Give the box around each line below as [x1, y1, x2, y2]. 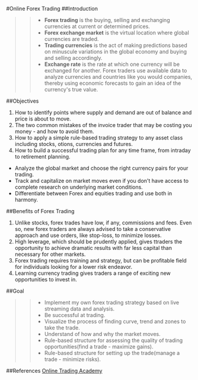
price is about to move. [14, 115, 71, 122]
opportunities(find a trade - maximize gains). [44, 343, 154, 350]
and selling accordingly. [44, 55, 103, 61]
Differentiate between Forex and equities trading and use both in [14, 190, 173, 197]
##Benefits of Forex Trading [6, 208, 75, 214]
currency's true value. [44, 86, 98, 93]
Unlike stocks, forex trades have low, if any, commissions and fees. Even [14, 219, 192, 226]
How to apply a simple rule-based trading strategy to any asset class [14, 134, 183, 141]
